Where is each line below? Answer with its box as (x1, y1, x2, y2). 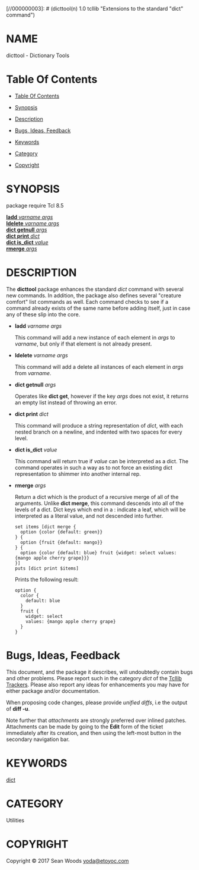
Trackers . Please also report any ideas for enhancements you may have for (6, 681, 190, 688)
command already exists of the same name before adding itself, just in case (6, 304, 191, 312)
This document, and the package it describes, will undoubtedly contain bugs (6, 668, 193, 676)
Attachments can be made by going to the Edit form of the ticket (6, 723, 163, 730)
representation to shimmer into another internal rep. (14, 470, 141, 478)
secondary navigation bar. (6, 736, 70, 743)
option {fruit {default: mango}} (20, 539, 103, 545)
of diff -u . (6, 705, 30, 712)
